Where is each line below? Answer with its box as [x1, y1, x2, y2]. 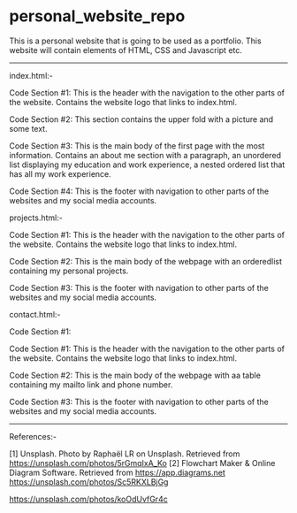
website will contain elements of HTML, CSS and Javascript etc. [9, 44, 243, 55]
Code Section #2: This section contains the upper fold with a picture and [9, 113, 274, 125]
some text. [9, 123, 48, 134]
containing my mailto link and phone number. [9, 379, 173, 390]
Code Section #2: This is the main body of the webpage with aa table [9, 370, 261, 380]
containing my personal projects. [9, 265, 129, 276]
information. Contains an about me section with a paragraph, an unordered [9, 149, 281, 160]
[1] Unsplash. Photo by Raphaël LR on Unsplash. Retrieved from [9, 448, 240, 459]
